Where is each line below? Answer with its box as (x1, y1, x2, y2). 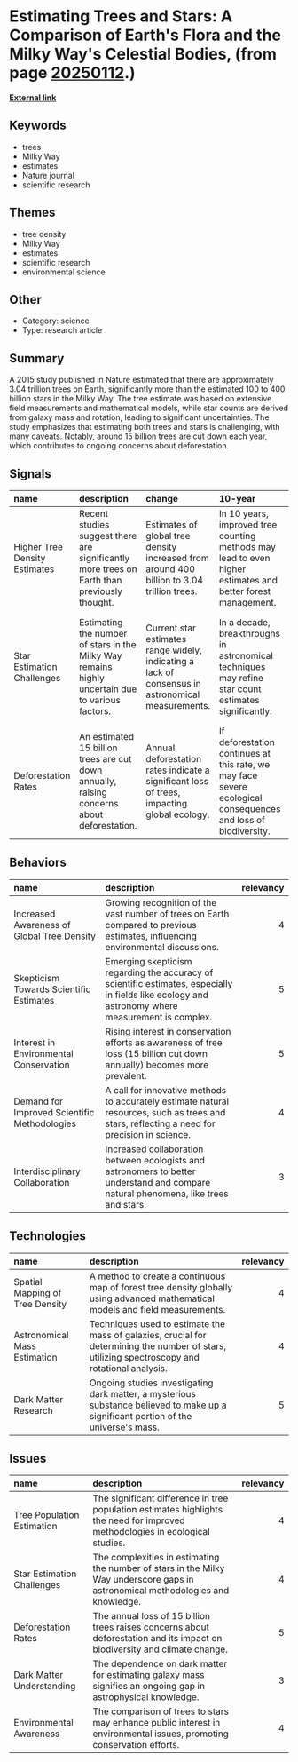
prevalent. (105, 1069, 147, 1082)
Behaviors (9, 855, 67, 870)
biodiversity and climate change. (92, 1643, 229, 1655)
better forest (218, 585, 271, 597)
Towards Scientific (13, 983, 91, 996)
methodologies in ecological (92, 1526, 210, 1538)
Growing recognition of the (105, 896, 217, 909)
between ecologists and (105, 1154, 206, 1166)
